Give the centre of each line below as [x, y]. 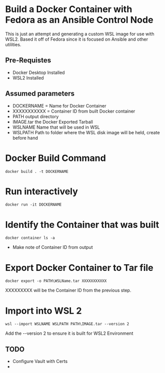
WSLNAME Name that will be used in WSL [56, 127]
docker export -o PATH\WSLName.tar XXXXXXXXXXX [56, 281]
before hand [25, 138]
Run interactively [42, 191]
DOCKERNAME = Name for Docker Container [59, 106]
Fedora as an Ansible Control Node [79, 20]
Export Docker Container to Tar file [79, 268]
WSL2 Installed [28, 78]
